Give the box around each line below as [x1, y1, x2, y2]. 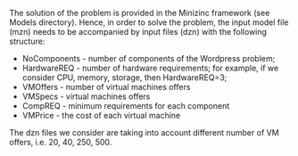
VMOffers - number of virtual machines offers [21, 82, 191, 92]
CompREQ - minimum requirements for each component [21, 101, 230, 111]
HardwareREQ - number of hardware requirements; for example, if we [21, 62, 279, 73]
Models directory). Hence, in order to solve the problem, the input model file [9, 17, 289, 28]
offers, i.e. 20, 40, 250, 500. [9, 137, 112, 147]
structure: [9, 36, 46, 46]
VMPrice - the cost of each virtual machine [21, 111, 181, 120]
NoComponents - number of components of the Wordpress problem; [21, 53, 276, 63]
